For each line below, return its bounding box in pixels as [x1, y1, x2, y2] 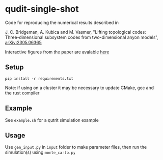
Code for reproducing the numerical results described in [5, 20, 119, 25]
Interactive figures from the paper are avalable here [5, 49, 109, 55]
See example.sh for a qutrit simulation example [5, 117, 99, 123]
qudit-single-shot [5, 3, 79, 15]
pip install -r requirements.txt [5, 76, 74, 81]
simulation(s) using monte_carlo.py [5, 149, 76, 155]
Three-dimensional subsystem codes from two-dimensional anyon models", [5, 34, 159, 40]
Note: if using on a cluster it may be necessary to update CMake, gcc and [5, 85, 154, 91]
